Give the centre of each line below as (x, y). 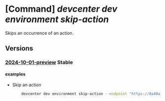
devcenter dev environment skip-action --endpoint (74, 94)
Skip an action (27, 85)
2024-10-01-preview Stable (39, 62)
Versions (19, 48)
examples (15, 74)
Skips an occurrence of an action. (39, 33)
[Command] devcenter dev (61, 9)
